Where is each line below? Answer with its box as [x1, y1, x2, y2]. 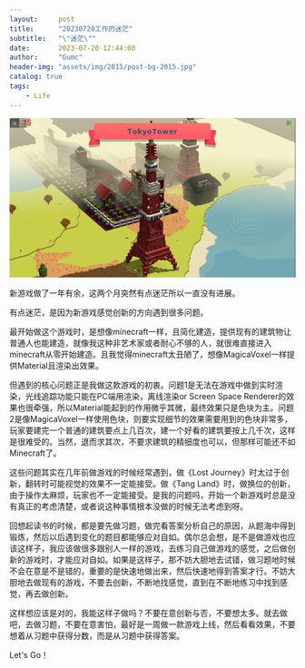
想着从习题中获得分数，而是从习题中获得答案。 [9, 631, 184, 642]
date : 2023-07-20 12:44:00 [9, 44, 136, 53]
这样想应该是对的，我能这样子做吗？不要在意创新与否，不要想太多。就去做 [9, 608, 288, 619]
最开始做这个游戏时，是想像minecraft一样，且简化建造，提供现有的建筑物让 [9, 327, 292, 338]
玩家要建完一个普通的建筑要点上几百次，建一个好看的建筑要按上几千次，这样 [9, 425, 296, 436]
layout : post [9, 15, 75, 24]
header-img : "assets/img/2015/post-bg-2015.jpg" [9, 63, 197, 72]
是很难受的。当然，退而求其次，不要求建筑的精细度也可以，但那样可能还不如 [9, 437, 296, 447]
